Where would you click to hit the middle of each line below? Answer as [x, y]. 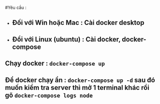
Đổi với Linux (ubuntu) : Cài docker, [66, 39]
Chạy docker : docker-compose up [55, 63]
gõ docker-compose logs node [49, 95]
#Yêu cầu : [16, 8]
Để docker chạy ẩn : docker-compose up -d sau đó [80, 80]
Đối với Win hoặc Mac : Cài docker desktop [78, 23]
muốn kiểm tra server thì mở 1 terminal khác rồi [77, 87]
